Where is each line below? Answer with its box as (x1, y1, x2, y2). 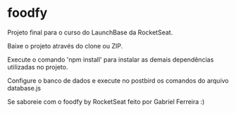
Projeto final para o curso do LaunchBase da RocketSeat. (7, 28, 173, 36)
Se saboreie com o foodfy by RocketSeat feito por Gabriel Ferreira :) (7, 97, 205, 106)
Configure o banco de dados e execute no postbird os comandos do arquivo (7, 76, 229, 85)
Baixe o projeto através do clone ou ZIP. (7, 41, 123, 50)
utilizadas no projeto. (7, 62, 68, 71)
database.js (7, 84, 41, 92)
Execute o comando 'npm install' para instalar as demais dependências (7, 55, 214, 64)
